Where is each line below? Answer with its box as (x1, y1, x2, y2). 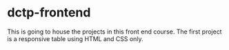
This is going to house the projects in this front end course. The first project (7, 27, 222, 36)
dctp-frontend (7, 5, 91, 21)
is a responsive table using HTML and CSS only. (7, 34, 143, 42)
